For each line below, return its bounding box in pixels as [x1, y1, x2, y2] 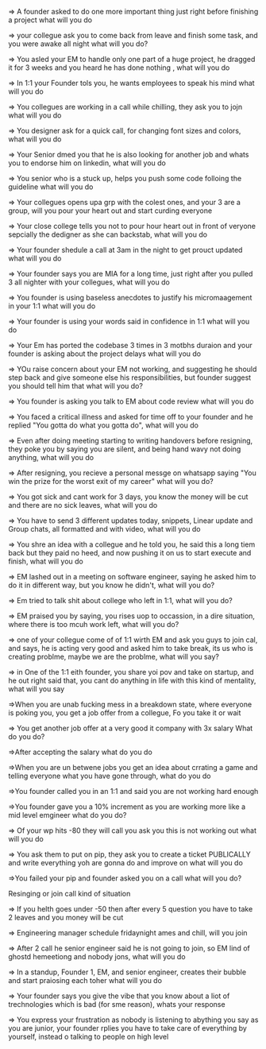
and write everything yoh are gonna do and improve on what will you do [8, 858, 244, 867]
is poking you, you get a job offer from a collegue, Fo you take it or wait [8, 708, 241, 718]
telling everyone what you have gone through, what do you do [8, 771, 211, 780]
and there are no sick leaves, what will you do [8, 501, 158, 509]
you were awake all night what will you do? [8, 39, 148, 48]
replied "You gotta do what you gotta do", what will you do [8, 420, 199, 430]
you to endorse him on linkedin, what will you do [8, 158, 167, 168]
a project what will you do [8, 15, 93, 25]
